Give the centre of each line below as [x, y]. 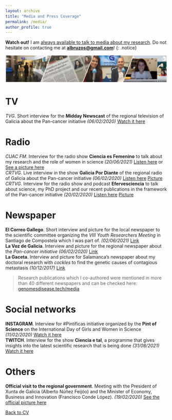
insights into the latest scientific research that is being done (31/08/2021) [82, 345]
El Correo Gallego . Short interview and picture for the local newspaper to [83, 229]
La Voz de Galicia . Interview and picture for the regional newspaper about [83, 246]
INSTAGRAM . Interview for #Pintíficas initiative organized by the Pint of [81, 323]
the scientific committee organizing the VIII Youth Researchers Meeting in [83, 235]
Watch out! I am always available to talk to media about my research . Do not [86, 42]
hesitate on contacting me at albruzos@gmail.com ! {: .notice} [71, 48]
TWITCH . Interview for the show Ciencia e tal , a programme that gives [80, 340]
